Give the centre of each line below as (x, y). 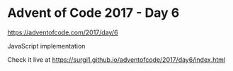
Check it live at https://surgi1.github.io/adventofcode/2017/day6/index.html (116, 59)
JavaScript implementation (46, 46)
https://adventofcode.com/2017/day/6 (63, 32)
